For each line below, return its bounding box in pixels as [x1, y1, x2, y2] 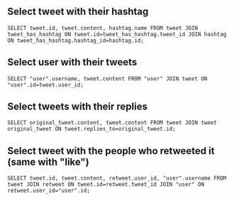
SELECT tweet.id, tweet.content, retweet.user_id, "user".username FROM [7, 175, 227, 182]
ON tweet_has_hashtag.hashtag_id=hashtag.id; [7, 37, 144, 44]
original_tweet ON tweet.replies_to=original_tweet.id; [7, 126, 176, 133]
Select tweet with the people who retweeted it [7, 145, 215, 157]
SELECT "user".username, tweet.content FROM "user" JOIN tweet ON [7, 75, 208, 82]
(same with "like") [7, 156, 90, 168]
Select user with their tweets [7, 56, 138, 68]
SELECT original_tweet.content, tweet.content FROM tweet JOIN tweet [7, 119, 218, 126]
